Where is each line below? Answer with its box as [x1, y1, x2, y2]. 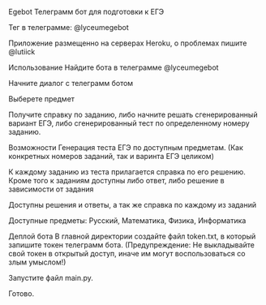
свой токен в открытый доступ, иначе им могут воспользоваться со [8, 249, 246, 258]
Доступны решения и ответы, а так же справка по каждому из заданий [8, 200, 257, 209]
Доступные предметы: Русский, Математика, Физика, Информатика [8, 216, 247, 226]
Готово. [8, 289, 35, 299]
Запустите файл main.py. [8, 273, 93, 282]
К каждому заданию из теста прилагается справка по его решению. [8, 167, 246, 177]
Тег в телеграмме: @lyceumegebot [8, 23, 129, 32]
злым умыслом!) [8, 257, 66, 267]
